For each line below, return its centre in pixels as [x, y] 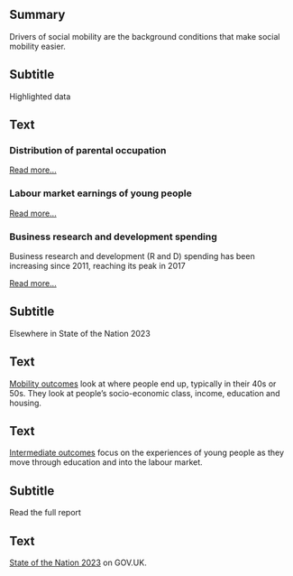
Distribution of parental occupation [88, 150]
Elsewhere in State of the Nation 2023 [80, 333]
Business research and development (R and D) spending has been [132, 255]
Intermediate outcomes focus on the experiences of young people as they [147, 453]
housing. [26, 403]
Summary [37, 15]
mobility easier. [37, 46]
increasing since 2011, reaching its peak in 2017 [98, 265]
